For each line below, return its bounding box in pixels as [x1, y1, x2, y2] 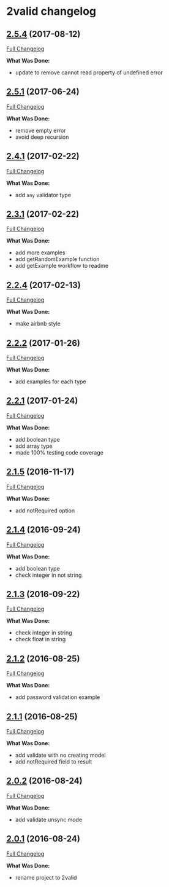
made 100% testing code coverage [15, 448, 104, 456]
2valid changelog [6, 4, 97, 18]
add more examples [15, 249, 66, 256]
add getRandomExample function [15, 256, 100, 263]
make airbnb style [15, 320, 61, 327]
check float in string [15, 636, 66, 643]
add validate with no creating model [15, 751, 106, 759]
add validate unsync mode [15, 816, 83, 823]
